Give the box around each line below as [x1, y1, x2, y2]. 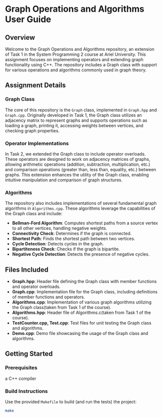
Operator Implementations [5, 140, 69, 147]
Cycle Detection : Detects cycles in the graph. [12, 241, 104, 247]
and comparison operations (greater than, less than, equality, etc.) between [5, 166, 157, 172]
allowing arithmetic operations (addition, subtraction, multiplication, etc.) [5, 161, 150, 167]
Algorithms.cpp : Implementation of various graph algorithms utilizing [12, 299, 152, 305]
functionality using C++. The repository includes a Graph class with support [5, 62, 157, 67]
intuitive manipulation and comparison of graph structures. [5, 177, 123, 183]
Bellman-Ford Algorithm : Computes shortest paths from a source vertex [12, 220, 158, 226]
